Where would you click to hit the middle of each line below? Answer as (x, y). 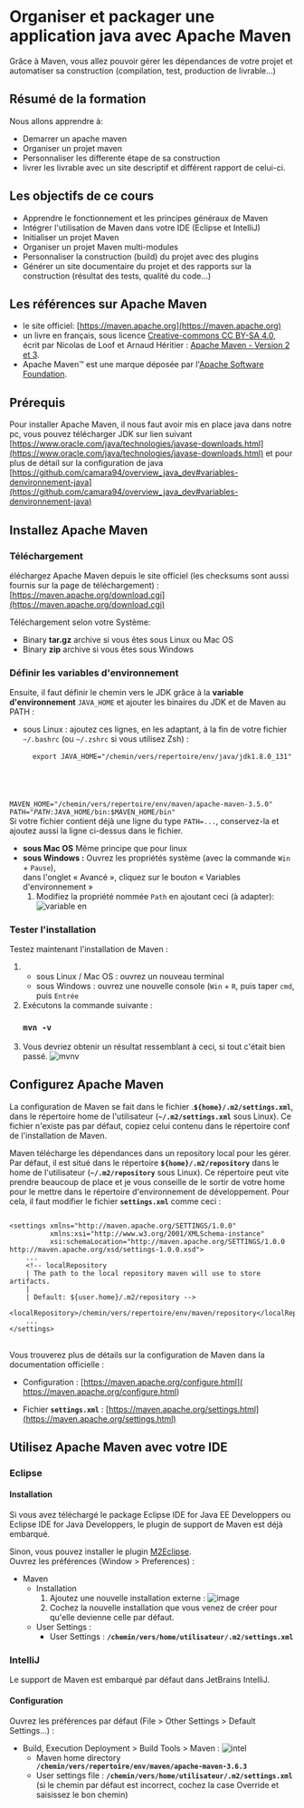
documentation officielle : (57, 1364)
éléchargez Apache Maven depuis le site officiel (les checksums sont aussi (149, 575)
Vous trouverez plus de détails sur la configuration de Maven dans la (137, 1355)
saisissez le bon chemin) (82, 1794)
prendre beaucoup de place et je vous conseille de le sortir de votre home (147, 1181)
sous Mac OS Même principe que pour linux (104, 849)
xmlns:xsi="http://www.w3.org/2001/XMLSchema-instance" (157, 1234)
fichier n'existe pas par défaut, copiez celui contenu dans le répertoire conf (150, 1125)
